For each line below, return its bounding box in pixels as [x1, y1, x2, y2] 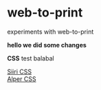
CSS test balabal [7, 54, 54, 63]
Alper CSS [7, 74, 36, 83]
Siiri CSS [7, 67, 32, 76]
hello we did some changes [7, 41, 87, 49]
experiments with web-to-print [7, 27, 94, 36]
